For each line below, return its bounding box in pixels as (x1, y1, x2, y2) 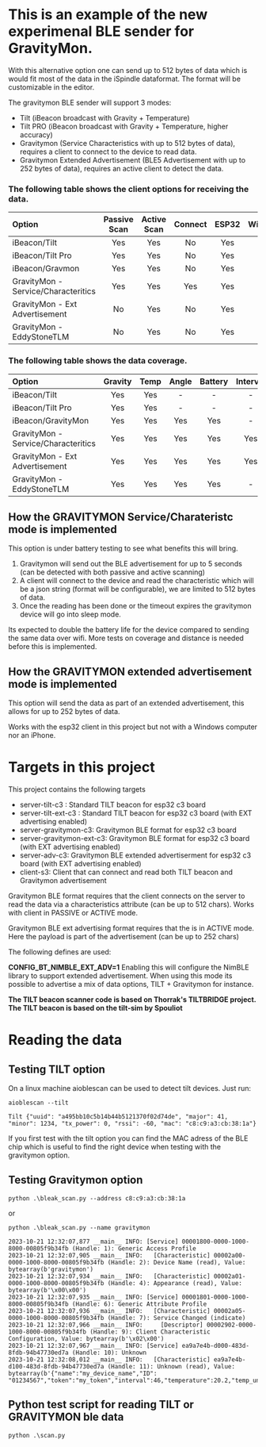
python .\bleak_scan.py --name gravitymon (8, 1223, 150, 1231)
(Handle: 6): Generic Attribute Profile (71, 1299, 207, 1308)
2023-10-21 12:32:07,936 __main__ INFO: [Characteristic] (8, 1307, 211, 1315)
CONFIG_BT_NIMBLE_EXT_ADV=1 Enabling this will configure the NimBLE (8, 962, 249, 973)
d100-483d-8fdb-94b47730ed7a (8, 1362, 104, 1370)
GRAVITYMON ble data (8, 1411, 124, 1424)
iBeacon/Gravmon (12, 263, 80, 274)
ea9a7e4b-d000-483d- (181, 1341, 249, 1349)
